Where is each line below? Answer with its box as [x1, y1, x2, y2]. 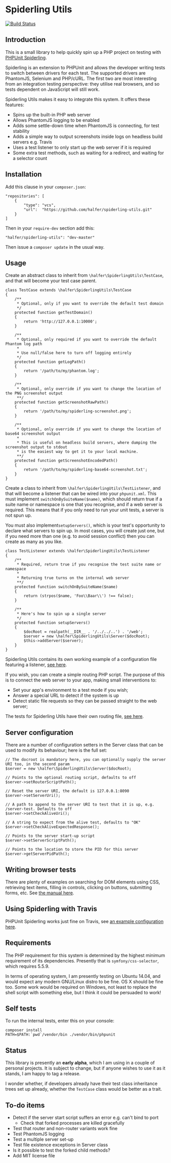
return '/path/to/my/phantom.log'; [24, 368, 100, 374]
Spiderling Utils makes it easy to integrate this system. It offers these [5, 96, 151, 102]
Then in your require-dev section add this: [5, 225, 95, 231]
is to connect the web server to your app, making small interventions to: [5, 677, 157, 683]
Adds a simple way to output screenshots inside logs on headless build [12, 133, 163, 139]
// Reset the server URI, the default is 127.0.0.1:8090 [5, 789, 130, 794]
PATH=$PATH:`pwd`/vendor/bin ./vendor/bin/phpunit [5, 1032, 116, 1037]
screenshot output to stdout [5, 445, 68, 450]
